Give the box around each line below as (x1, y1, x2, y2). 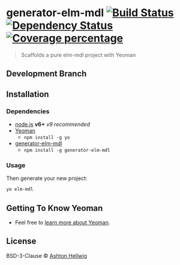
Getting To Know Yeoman (6, 203, 103, 213)
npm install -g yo (23, 135, 70, 141)
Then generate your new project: (6, 174, 88, 182)
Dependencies (6, 107, 50, 115)
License (6, 236, 37, 246)
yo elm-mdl (6, 186, 34, 192)
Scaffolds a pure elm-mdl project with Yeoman (20, 51, 136, 58)
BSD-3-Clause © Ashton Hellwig (6, 252, 87, 259)
